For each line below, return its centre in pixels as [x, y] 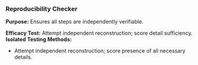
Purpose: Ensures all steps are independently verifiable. [75, 22]
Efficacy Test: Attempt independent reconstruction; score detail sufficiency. [99, 33]
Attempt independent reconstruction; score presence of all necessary [100, 51]
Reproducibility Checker [42, 9]
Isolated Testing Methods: [39, 40]
